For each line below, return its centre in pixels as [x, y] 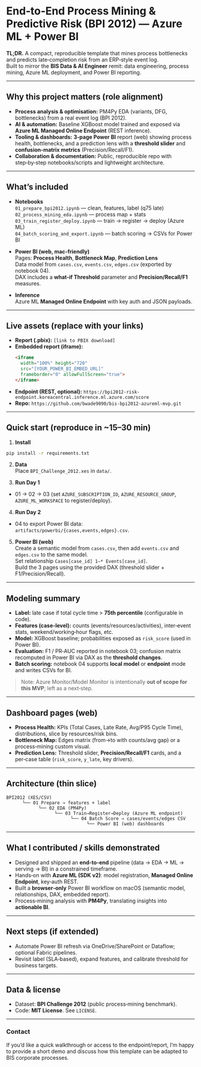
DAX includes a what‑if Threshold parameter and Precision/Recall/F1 [101, 277]
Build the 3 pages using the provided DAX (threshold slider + [90, 567]
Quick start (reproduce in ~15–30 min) [79, 428]
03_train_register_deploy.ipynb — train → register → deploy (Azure [99, 220]
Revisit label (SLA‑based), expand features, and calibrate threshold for [101, 959]
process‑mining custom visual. [53, 747]
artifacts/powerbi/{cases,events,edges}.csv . [72, 530]
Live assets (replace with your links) [75, 326]
